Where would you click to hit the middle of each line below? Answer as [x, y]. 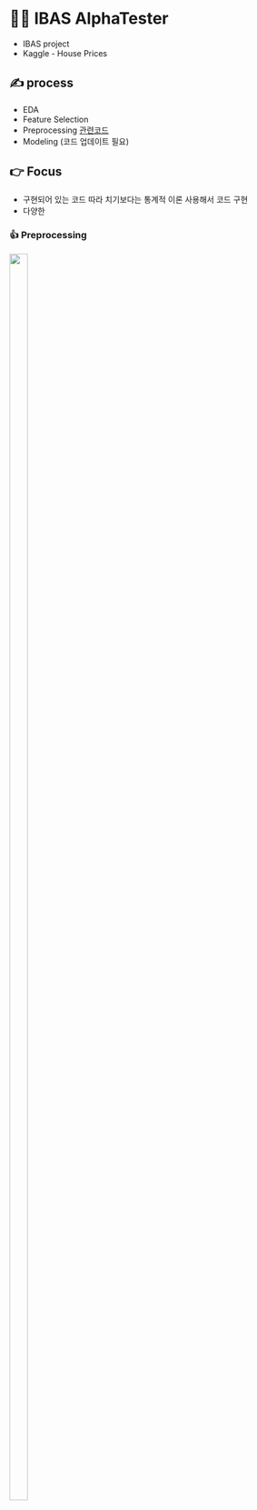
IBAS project [46, 44]
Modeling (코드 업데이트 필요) [76, 141]
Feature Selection [55, 119]
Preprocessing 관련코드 [65, 130]
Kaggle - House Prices [64, 53]
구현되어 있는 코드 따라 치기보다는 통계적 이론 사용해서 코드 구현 [135, 199]
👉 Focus [36, 172]
